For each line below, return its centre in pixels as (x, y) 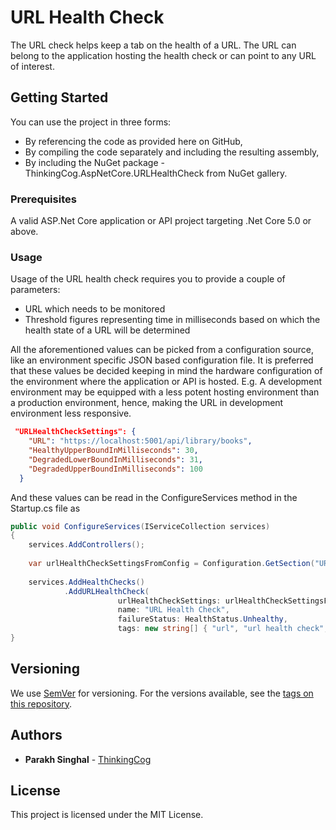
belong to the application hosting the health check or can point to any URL (163, 55)
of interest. (32, 66)
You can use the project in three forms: (91, 122)
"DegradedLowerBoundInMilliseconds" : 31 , (115, 459)
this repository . (41, 703)
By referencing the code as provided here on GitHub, (133, 141)
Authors (36, 735)
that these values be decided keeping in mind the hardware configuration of (166, 371)
